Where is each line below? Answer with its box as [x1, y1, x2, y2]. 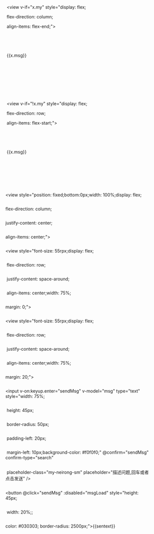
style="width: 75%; [5, 394, 45, 399]
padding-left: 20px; [6, 435, 46, 441]
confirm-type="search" [5, 455, 54, 460]
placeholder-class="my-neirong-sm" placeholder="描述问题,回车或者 [6, 469, 150, 475]
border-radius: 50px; [6, 421, 49, 427]
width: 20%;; [6, 509, 33, 515]
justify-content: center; [5, 220, 53, 226]
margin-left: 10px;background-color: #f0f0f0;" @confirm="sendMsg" [6, 449, 149, 455]
